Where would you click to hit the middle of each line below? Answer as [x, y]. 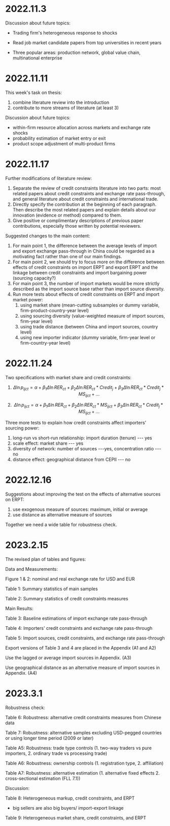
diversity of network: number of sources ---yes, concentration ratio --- [87, 448]
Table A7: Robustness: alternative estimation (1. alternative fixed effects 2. [82, 773]
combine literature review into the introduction [61, 102]
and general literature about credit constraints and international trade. [85, 199]
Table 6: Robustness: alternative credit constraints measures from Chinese [83, 717]
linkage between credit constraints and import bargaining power [80, 272]
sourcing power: [22, 428]
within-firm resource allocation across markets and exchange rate [81, 127]
